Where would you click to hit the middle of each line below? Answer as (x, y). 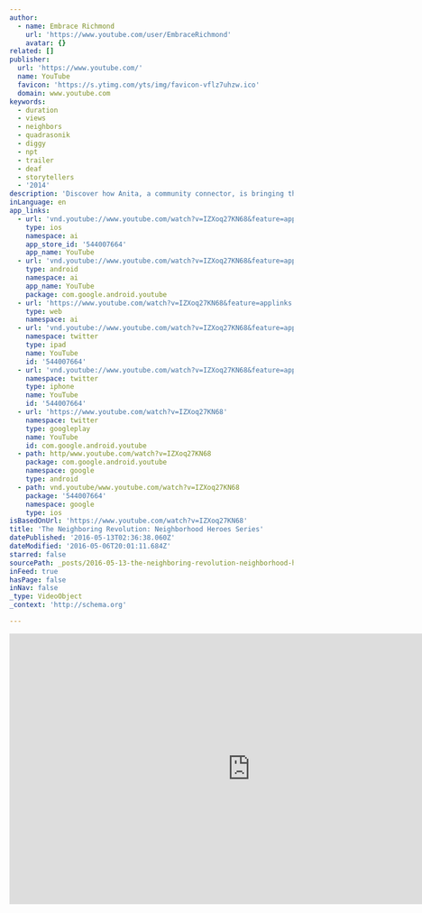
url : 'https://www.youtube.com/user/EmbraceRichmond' (128, 34)
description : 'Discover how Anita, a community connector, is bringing (147, 194)
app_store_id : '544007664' (76, 244)
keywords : (28, 101)
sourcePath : (32, 563)
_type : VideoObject (46, 596)
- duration (38, 110)
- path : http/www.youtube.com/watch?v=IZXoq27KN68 (115, 454)
